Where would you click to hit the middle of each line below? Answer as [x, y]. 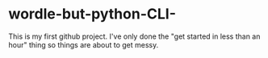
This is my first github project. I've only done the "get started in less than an [134, 36]
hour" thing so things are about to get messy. [84, 44]
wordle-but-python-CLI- [92, 14]
